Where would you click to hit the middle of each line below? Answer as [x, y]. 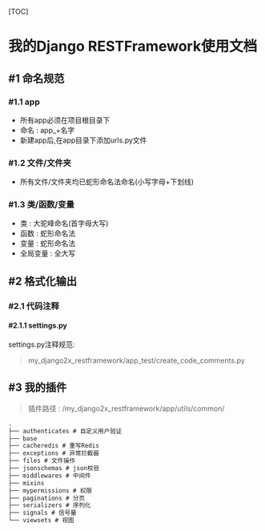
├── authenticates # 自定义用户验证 [65, 431]
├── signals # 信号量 [42, 513]
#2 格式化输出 [43, 281]
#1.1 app [24, 102]
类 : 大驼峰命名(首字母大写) [64, 223]
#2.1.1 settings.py [38, 326]
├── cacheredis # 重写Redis [54, 446]
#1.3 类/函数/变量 [41, 205]
